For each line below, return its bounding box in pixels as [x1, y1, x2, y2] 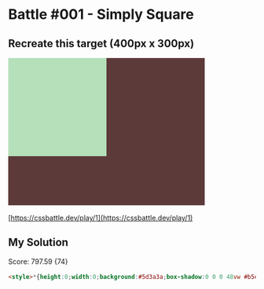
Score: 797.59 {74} [8, 257, 68, 266]
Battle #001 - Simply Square [8, 5, 194, 24]
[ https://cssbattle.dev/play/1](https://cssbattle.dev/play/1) [8, 214, 193, 222]
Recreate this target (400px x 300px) [8, 37, 195, 50]
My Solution [8, 236, 69, 249]
